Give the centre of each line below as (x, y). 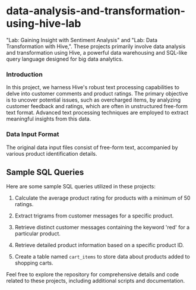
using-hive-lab (44, 23)
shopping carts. (34, 263)
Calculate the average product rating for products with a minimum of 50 (102, 198)
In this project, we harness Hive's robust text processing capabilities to (93, 87)
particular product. (38, 234)
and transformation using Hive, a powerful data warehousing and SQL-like (97, 52)
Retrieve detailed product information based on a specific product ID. (99, 245)
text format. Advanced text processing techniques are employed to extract (97, 113)
